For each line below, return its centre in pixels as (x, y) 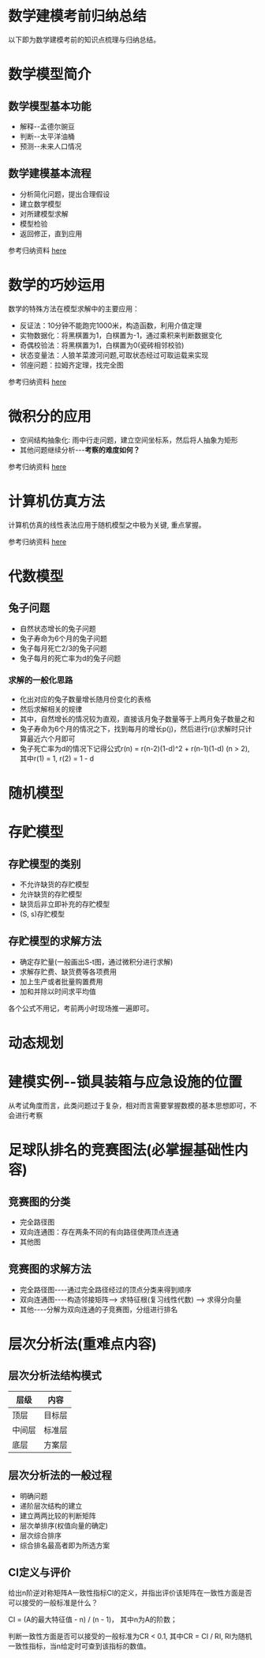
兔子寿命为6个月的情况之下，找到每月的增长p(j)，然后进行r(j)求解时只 (132, 728)
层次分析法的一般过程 (60, 1475)
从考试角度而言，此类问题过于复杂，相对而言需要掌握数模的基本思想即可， (129, 1105)
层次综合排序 (40, 1535)
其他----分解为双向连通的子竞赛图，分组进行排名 (99, 1309)
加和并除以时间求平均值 (58, 991)
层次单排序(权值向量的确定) (64, 1525)
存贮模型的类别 (45, 864)
